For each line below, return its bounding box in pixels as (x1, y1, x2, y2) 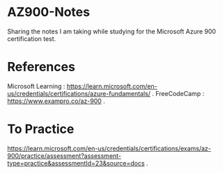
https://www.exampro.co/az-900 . (7, 97, 106, 105)
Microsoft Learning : (7, 81, 66, 90)
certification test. (7, 34, 56, 42)
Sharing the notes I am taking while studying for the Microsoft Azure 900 (7, 27, 216, 35)
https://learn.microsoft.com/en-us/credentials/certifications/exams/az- (7, 144, 211, 152)
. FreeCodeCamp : (152, 89, 204, 97)
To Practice (7, 121, 75, 137)
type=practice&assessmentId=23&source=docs (7, 159, 145, 167)
